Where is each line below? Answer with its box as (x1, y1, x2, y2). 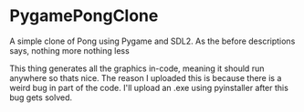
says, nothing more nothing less (9, 45, 130, 56)
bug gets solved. (9, 92, 73, 103)
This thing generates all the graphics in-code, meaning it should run (9, 63, 265, 74)
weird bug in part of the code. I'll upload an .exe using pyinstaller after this (9, 82, 289, 93)
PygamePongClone (9, 5, 159, 26)
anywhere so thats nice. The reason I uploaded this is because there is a (9, 72, 282, 83)
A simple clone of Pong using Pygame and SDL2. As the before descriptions (9, 36, 296, 46)
